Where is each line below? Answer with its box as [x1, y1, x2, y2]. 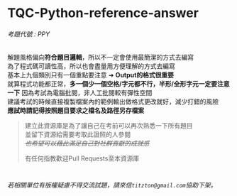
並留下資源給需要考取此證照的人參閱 [24, 130, 131, 139]
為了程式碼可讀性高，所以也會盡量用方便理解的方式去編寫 [7, 62, 175, 70]
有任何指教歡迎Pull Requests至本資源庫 [24, 154, 140, 163]
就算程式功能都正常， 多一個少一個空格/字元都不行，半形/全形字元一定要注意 [7, 80, 230, 88]
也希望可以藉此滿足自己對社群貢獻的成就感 [24, 139, 150, 148]
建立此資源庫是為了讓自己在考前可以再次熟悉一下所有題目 [24, 121, 193, 130]
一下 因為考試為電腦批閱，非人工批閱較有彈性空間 [7, 89, 153, 97]
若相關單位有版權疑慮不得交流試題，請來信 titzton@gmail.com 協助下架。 [7, 180, 217, 189]
